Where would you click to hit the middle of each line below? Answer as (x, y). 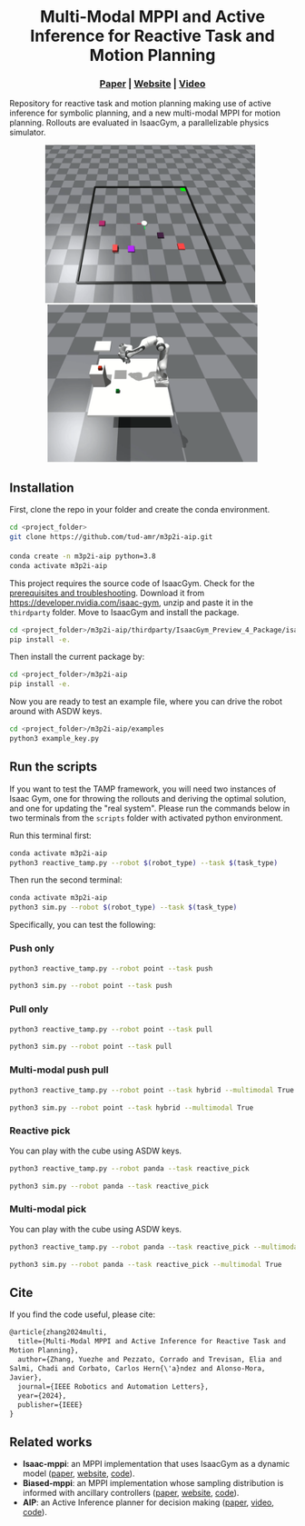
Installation (42, 488)
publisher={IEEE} (50, 1405)
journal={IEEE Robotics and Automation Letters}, (113, 1387)
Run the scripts (54, 767)
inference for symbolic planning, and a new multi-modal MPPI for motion (145, 113)
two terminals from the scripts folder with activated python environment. (146, 818)
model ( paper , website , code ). (79, 1473)
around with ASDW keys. (56, 712)
